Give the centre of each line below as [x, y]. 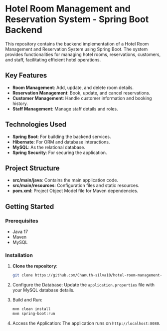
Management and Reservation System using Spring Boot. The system [77, 49]
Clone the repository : [35, 266]
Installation [19, 255]
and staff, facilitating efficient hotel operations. [53, 59]
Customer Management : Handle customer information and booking [82, 98]
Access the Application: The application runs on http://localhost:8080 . [86, 323]
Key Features [26, 75]
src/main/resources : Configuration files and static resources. [76, 185]
